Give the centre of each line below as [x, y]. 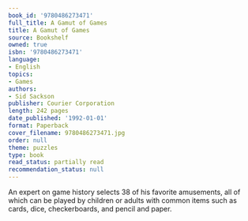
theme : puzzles [33, 148]
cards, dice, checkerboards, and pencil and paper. [90, 209]
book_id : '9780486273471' [51, 15]
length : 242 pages [38, 111]
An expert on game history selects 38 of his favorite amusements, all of [124, 192]
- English [24, 67]
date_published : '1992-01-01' [58, 118]
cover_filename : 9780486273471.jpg [67, 133]
